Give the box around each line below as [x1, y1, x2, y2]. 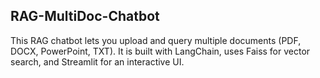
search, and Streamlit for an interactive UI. [10, 55, 185, 68]
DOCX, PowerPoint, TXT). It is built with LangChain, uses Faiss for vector [10, 45, 311, 57]
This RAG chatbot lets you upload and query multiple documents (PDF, [10, 34, 302, 46]
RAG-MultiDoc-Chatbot [10, 8, 160, 25]
